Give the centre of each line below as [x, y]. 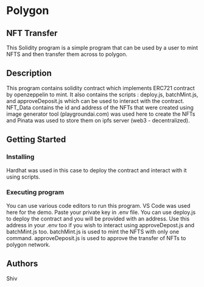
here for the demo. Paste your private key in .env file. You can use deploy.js [101, 212]
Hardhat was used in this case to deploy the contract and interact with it [97, 170]
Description [29, 73]
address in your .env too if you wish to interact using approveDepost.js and [100, 225]
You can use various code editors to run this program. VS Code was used [98, 205]
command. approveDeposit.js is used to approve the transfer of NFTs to [96, 238]
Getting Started [36, 140]
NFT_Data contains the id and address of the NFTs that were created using [100, 107]
